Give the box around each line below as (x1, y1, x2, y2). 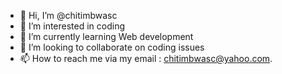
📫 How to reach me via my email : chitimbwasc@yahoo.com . (19, 53, 273, 64)
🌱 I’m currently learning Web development (19, 31, 194, 42)
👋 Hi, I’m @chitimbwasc (19, 10, 118, 21)
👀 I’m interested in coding (19, 20, 126, 32)
